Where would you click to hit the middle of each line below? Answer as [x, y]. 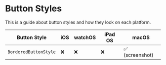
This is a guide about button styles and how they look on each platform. [78, 22]
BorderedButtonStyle [32, 52]
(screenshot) [139, 55]
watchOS [85, 37]
